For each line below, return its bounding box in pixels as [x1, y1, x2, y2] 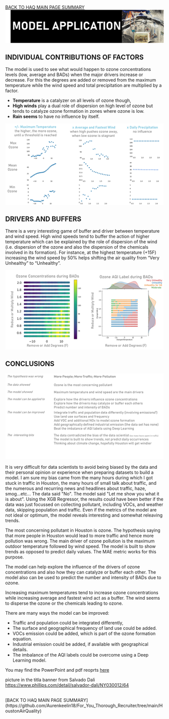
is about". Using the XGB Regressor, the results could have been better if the [5, 496, 163, 502]
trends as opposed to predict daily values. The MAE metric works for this [5, 548, 157, 554]
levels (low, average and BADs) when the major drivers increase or [5, 71, 143, 78]
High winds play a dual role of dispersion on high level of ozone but [12, 103, 153, 109]
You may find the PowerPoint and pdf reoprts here [5, 667, 110, 673]
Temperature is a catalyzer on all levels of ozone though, [12, 98, 132, 104]
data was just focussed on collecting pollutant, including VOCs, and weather [5, 501, 163, 508]
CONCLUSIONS [5, 359, 55, 368]
